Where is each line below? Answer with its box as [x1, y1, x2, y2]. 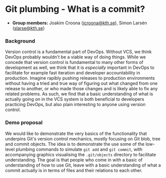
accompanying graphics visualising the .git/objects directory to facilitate [5, 151, 156, 157]
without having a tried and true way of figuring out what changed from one [5, 80, 158, 86]
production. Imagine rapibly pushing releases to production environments [5, 75, 155, 81]
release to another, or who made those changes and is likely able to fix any [5, 86, 158, 92]
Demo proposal [5, 119, 43, 126]
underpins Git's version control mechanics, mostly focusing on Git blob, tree [5, 135, 161, 142]
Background [5, 37, 36, 44]
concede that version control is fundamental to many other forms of [5, 59, 144, 65]
